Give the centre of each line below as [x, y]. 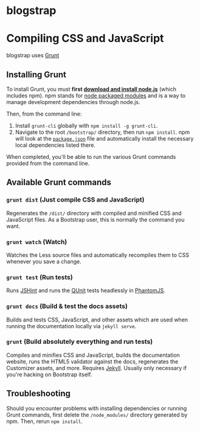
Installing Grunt [36, 75]
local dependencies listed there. [55, 145]
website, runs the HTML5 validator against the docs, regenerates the [92, 361]
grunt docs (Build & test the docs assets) [67, 306]
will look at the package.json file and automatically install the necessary [104, 138]
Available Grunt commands [59, 182]
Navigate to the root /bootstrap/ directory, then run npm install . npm [102, 132]
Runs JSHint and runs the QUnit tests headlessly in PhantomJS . [86, 290]
